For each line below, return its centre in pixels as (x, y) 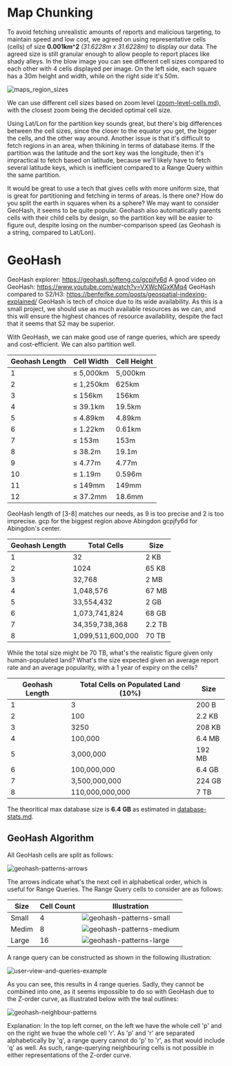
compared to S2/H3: (36, 294)
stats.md (20, 816)
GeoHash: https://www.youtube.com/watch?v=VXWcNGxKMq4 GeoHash (111, 287)
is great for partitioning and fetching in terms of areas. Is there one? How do (115, 196)
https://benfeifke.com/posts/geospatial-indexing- (137, 294)
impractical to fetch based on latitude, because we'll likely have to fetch (109, 160)
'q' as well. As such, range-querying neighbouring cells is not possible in (110, 1047)
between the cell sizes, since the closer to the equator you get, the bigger (112, 131)
